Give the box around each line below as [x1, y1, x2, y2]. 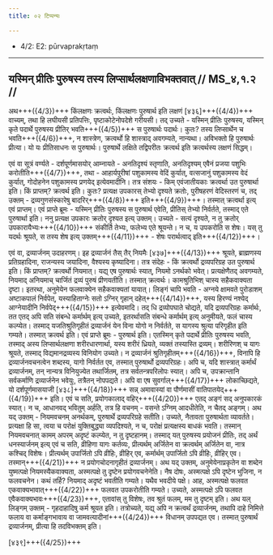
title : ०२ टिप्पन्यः [8, 11, 61, 20]
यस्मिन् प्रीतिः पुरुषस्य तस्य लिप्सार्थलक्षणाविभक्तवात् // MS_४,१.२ [8, 72, 257, 86]
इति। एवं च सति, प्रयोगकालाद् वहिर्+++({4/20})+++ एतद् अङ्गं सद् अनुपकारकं [49, 394, 262, 403]
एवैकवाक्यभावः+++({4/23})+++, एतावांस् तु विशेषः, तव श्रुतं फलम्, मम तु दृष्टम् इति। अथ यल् [8, 494, 251, 504]
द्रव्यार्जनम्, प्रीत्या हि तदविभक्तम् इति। [8, 522, 102, 532]
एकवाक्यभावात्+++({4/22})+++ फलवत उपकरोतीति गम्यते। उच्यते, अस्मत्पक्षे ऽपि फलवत [8, 485, 243, 495]
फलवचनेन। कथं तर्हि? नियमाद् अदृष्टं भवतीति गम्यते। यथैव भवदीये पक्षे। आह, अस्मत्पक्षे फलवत [8, 476, 249, 486]
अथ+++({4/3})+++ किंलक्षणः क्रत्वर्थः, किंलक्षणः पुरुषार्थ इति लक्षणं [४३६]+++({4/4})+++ [8, 106, 254, 116]
